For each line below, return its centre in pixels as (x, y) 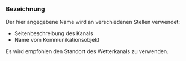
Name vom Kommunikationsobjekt (57, 40)
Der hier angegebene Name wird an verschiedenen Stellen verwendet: (93, 22)
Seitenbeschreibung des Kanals (54, 33)
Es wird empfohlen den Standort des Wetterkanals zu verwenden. (87, 51)
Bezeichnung (26, 9)
